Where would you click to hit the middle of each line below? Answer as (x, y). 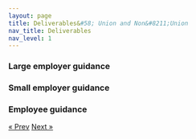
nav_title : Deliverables (50, 31)
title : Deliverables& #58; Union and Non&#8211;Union (98, 23)
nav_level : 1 (30, 38)
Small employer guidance (59, 88)
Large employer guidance (59, 67)
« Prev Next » (31, 127)
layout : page (30, 16)
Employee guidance (48, 109)
